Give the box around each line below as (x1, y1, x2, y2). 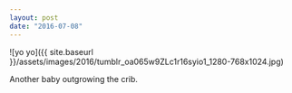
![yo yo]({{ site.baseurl (9, 46, 93, 57)
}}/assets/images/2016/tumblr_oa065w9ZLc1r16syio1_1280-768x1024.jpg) (9, 56, 284, 67)
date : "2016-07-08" (9, 22, 83, 31)
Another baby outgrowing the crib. (9, 73, 139, 84)
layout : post (9, 13, 59, 23)
